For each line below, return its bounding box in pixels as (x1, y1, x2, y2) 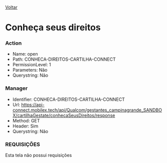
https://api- (21, 101, 45, 107)
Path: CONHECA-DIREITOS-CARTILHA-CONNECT (12, 56, 116, 62)
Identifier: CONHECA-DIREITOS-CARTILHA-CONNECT (12, 96, 125, 102)
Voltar (5, 5, 18, 10)
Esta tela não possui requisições (5, 152, 72, 158)
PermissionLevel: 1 (12, 62, 51, 68)
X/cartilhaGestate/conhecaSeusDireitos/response (12, 112, 115, 118)
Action (5, 40, 22, 47)
